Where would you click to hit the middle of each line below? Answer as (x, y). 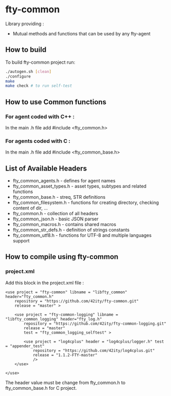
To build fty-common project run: (40, 62)
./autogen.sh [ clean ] (28, 71)
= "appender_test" (25, 346)
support (21, 241)
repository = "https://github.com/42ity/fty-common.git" (77, 301)
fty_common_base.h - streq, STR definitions (59, 197)
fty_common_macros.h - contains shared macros (64, 224)
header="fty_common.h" (30, 296)
